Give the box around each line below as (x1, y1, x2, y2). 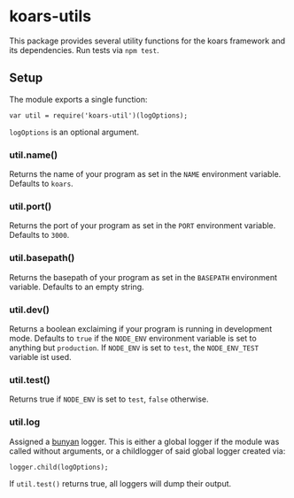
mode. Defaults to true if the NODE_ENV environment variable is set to (9, 333, 257, 343)
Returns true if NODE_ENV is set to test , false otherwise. (9, 394, 210, 404)
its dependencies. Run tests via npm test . (9, 44, 159, 55)
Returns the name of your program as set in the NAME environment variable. (9, 169, 282, 180)
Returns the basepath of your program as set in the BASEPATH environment (9, 272, 277, 282)
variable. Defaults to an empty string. (9, 281, 144, 292)
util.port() (9, 200, 52, 212)
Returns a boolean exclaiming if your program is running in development (9, 323, 273, 333)
